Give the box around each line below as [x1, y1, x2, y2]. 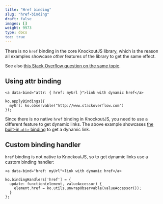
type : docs [5, 30, 27, 35]
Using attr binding [5, 77, 61, 86]
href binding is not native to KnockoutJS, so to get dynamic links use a [5, 153, 148, 160]
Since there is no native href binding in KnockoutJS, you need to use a [5, 116, 148, 122]
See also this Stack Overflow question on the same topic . [5, 62, 121, 69]
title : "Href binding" [5, 7, 52, 12]
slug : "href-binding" [5, 12, 50, 17]
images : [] [5, 21, 27, 26]
